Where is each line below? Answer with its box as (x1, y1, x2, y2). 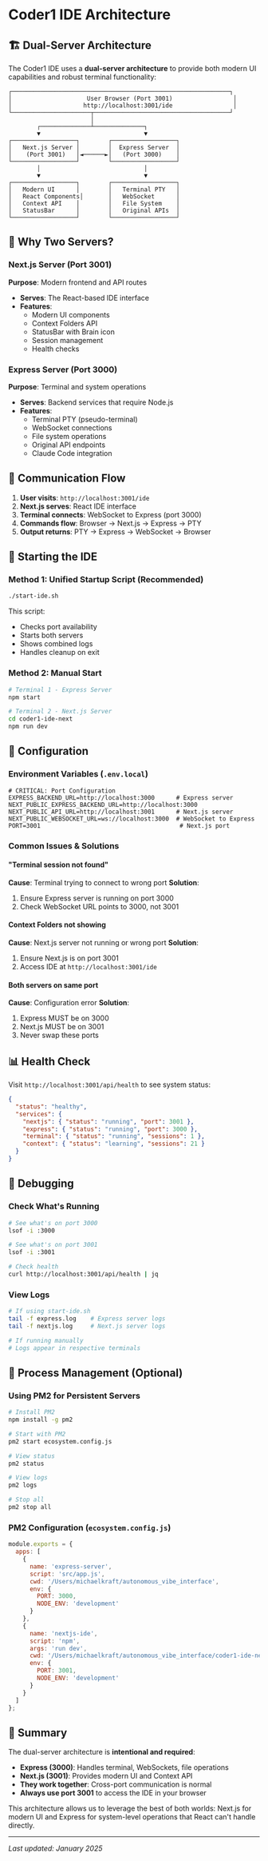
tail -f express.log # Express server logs (8, 1315, 166, 1323)
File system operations (31, 431, 107, 441)
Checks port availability (19, 622, 97, 632)
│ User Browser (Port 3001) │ (8, 94, 238, 102)
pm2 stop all (8, 1504, 52, 1512)
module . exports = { (8, 1540, 73, 1548)
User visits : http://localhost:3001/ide (19, 493, 150, 502)
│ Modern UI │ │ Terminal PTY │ (8, 186, 180, 194)
